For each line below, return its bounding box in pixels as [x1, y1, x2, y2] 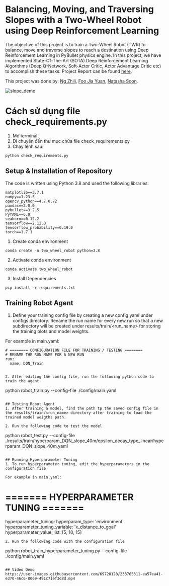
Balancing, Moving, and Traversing [5, 4, 154, 15]
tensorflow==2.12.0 [5, 220, 46, 226]
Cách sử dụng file [5, 106, 80, 117]
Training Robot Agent [5, 299, 73, 307]
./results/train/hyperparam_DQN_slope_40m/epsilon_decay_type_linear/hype [5, 438, 164, 444]
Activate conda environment [12, 257, 71, 263]
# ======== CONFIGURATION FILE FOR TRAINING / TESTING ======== [5, 348, 143, 353]
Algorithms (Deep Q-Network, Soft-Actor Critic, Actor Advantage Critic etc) [5, 63, 161, 69]
